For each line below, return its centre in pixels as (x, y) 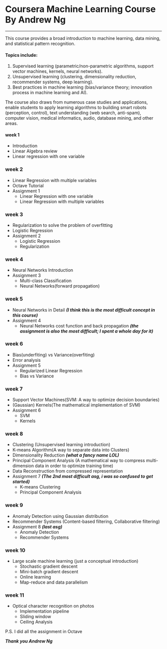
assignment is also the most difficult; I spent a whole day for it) (86, 331)
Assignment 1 (26, 191)
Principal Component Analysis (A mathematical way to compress (79, 461)
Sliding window (35, 617)
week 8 (14, 434)
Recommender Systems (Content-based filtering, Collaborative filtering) (86, 521)
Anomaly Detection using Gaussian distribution (60, 516)
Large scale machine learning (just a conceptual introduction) (75, 561)
